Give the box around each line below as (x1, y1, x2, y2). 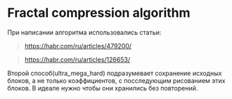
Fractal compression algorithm (7, 5, 191, 21)
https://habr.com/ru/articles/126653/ (24, 55, 131, 64)
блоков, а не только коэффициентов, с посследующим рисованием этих (7, 76, 226, 85)
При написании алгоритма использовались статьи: (7, 28, 162, 37)
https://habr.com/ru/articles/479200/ (24, 41, 132, 50)
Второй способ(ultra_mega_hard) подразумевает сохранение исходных (7, 69, 222, 77)
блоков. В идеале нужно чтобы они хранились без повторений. (7, 84, 198, 92)
